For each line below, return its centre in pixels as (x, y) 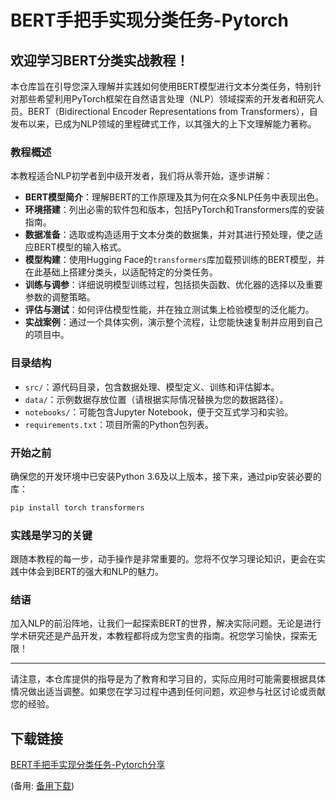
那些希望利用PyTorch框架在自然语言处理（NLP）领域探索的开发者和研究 (167, 99)
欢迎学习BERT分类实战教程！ (100, 60)
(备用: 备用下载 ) (42, 786)
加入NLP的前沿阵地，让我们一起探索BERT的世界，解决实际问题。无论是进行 (166, 623)
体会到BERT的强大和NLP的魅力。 (96, 572)
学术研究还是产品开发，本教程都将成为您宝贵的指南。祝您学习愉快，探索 (159, 636)
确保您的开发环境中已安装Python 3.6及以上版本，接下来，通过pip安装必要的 (166, 476)
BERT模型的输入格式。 (80, 247)
